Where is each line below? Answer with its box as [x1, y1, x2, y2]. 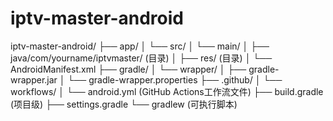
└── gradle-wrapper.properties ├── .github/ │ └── [67, 73, 283, 86]
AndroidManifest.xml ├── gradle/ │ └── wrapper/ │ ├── [10, 63, 247, 75]
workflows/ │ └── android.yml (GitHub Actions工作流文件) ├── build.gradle [10, 85, 324, 97]
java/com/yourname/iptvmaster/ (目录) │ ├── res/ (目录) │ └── [10, 52, 273, 64]
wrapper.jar [10, 73, 58, 86]
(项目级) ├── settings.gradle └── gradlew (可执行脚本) [10, 98, 238, 110]
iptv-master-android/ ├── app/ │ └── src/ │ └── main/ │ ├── [10, 40, 270, 52]
